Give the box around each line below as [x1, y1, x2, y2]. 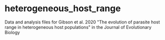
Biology [4, 29, 20, 35]
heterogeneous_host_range [4, 3, 121, 14]
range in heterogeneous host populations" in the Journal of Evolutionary [4, 24, 152, 30]
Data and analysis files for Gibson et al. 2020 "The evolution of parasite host [4, 19, 160, 25]
